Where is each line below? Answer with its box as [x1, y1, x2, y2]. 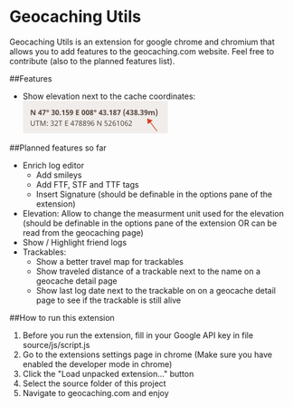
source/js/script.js [22, 339, 90, 350]
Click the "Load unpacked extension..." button [22, 368, 194, 379]
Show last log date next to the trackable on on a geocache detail [35, 285, 276, 296]
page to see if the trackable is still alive [35, 295, 182, 305]
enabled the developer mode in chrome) [22, 358, 173, 369]
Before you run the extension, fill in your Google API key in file [22, 329, 254, 341]
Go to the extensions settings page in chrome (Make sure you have [22, 349, 273, 360]
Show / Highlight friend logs [22, 237, 128, 247]
